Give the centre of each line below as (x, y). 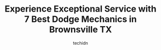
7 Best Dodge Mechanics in (80, 19)
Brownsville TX (80, 30)
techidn (80, 43)
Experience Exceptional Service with (80, 9)
